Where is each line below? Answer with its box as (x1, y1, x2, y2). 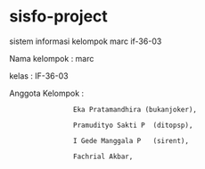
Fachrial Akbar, (72, 152, 134, 161)
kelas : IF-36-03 (9, 70, 69, 81)
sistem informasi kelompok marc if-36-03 (9, 36, 162, 46)
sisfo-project (9, 6, 109, 27)
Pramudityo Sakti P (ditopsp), (72, 121, 193, 130)
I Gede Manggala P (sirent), (72, 136, 190, 145)
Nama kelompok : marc (9, 53, 94, 63)
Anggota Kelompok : (9, 88, 85, 98)
